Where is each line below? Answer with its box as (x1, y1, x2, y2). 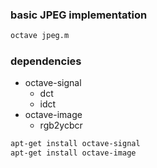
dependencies (10, 54, 82, 68)
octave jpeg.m (10, 31, 70, 41)
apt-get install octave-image (10, 148, 137, 158)
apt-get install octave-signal (10, 139, 141, 149)
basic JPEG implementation (10, 8, 148, 22)
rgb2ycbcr (39, 119, 83, 132)
